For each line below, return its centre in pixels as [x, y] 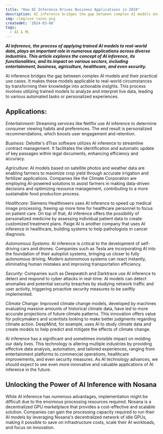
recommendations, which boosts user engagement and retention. [71, 133]
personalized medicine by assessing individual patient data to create [74, 218]
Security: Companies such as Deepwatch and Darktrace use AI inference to [81, 273]
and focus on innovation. [30, 427]
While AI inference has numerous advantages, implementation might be [77, 396]
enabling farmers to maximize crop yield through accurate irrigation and [77, 173]
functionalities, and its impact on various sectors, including [67, 61]
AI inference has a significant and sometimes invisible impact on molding [78, 338]
